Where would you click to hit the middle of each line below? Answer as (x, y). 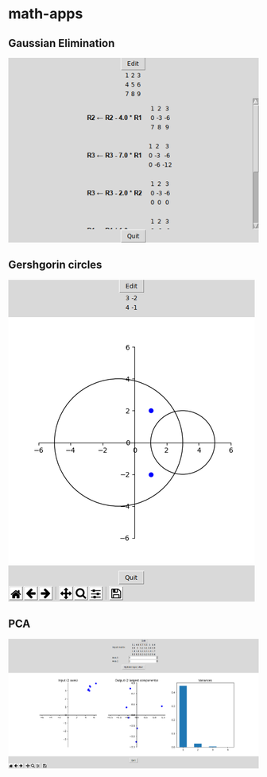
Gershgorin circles (55, 265)
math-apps (46, 14)
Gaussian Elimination (62, 43)
